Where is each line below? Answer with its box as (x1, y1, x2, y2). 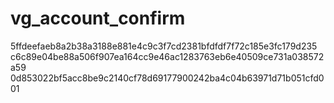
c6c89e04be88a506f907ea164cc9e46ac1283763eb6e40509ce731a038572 (10, 50, 325, 62)
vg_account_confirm (10, 7, 186, 30)
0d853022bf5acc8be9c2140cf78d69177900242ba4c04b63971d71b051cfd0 (10, 72, 325, 84)
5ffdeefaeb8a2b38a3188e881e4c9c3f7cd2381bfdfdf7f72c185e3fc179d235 (10, 40, 318, 52)
